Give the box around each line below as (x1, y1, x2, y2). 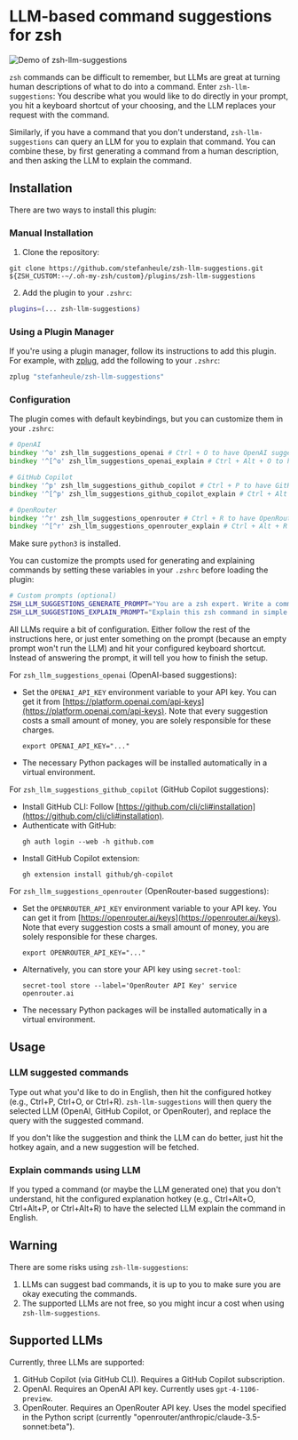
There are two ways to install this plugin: (9, 204, 157, 215)
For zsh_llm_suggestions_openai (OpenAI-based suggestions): (9, 669, 238, 680)
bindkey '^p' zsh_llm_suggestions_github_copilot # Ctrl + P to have (9, 481, 272, 490)
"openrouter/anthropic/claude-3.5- (133, 1412, 261, 1422)
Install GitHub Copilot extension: (21, 852, 140, 863)
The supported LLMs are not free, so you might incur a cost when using (21, 1298, 285, 1308)
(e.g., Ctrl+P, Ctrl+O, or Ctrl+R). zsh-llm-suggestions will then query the (9, 1096, 272, 1107)
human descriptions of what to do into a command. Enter (9, 81, 217, 92)
